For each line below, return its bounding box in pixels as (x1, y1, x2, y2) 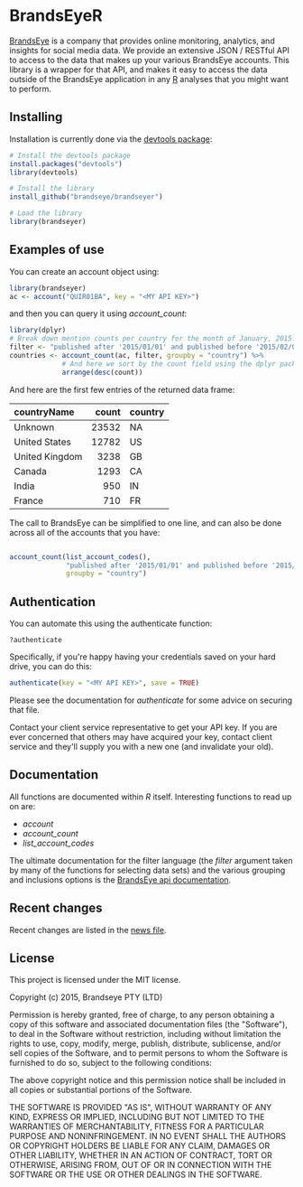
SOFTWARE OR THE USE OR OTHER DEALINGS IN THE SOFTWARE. (9, 1169, 262, 1180)
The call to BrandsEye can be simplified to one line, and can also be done (9, 517, 282, 528)
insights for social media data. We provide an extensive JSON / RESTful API (9, 44, 290, 55)
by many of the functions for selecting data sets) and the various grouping (9, 865, 286, 875)
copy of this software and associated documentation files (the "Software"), (9, 1019, 289, 1030)
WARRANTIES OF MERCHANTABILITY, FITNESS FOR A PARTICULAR (9, 1121, 264, 1132)
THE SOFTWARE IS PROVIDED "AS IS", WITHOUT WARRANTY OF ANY (9, 1102, 272, 1113)
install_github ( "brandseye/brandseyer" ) (9, 192, 164, 201)
